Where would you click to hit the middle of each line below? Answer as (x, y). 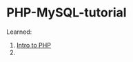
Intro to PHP (33, 45)
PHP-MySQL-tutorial (66, 13)
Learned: (19, 32)
